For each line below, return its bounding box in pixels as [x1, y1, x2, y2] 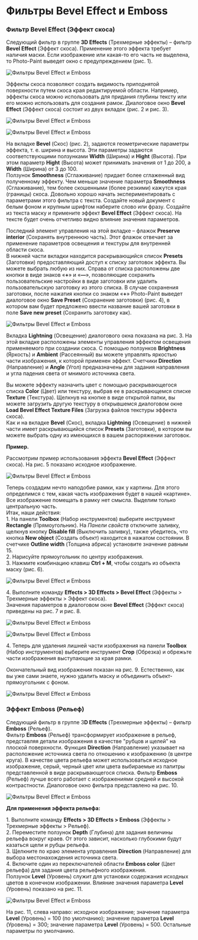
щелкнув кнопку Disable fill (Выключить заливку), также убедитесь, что [6, 528, 188, 535]
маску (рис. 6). [6, 566, 44, 573]
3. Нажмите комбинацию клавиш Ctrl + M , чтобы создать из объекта [6, 559, 180, 567]
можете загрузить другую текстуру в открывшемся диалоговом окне [6, 400, 183, 407]
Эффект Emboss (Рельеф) [6, 705, 85, 714]
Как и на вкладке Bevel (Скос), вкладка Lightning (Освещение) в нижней [6, 419, 191, 426]
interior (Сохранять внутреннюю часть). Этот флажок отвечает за [6, 234, 173, 241]
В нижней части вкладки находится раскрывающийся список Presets [6, 252, 183, 260]
